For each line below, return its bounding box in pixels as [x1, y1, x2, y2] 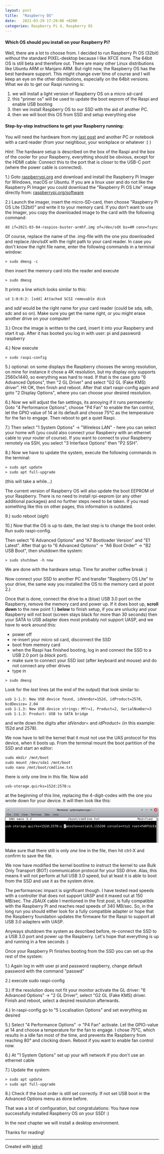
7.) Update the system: [5, 1067, 50, 1073]
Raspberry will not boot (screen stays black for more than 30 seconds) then [5, 611, 158, 617]
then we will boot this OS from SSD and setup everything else [12, 112, 136, 118]
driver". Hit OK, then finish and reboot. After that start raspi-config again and [5, 384, 159, 390]
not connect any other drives [12, 662, 71, 668]
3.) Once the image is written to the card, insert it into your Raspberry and [5, 325, 154, 331]
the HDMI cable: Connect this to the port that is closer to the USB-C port [5, 159, 151, 165]
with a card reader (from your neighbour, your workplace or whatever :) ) [5, 139, 151, 145]
